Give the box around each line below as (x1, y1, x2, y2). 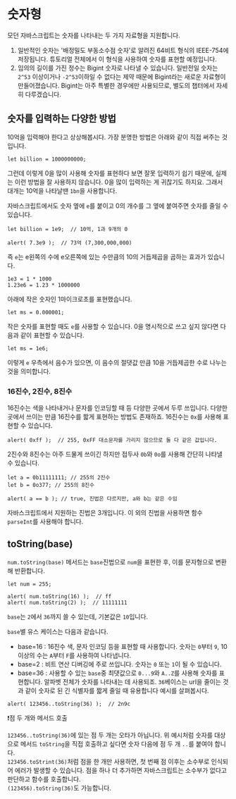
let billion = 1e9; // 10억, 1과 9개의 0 (7, 225, 128, 233)
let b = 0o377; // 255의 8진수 (7, 482, 95, 489)
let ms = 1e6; (7, 345, 49, 352)
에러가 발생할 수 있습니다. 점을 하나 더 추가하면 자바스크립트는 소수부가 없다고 (14, 766, 228, 774)
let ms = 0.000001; (7, 309, 65, 316)
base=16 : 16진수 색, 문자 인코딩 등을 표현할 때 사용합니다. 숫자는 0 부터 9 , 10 (17, 642, 228, 650)
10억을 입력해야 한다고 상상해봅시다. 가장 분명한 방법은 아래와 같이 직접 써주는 (7, 132, 221, 141)
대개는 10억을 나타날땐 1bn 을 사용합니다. (7, 186, 118, 194)
